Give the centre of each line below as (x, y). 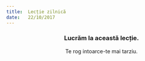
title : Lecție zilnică (36, 12)
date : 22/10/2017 (31, 17)
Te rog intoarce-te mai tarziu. (101, 51)
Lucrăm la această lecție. (101, 38)
